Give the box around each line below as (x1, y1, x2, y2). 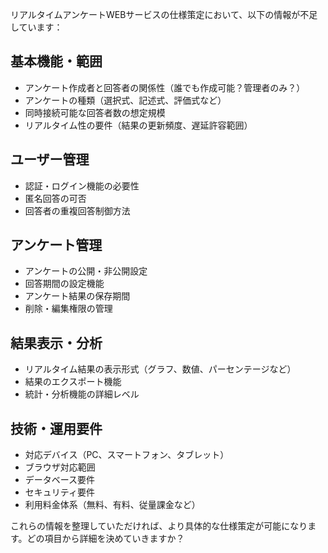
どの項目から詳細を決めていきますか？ (26, 533, 185, 545)
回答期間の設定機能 (24, 278, 105, 290)
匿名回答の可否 (24, 192, 87, 204)
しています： (10, 21, 63, 33)
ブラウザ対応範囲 (24, 461, 96, 473)
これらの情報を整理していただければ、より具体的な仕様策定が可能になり (10, 520, 308, 532)
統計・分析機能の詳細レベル (24, 388, 140, 400)
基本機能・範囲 (10, 53, 103, 70)
